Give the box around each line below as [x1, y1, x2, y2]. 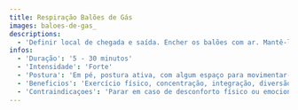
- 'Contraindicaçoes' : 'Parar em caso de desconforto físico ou [17, 87, 260, 96]
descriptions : [9, 29, 62, 38]
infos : [9, 46, 34, 55]
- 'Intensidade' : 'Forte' [17, 63, 114, 72]
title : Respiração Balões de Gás [9, 12, 133, 22]
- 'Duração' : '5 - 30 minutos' [17, 54, 133, 63]
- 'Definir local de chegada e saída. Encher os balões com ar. [17, 37, 260, 47]
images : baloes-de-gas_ [9, 21, 98, 30]
